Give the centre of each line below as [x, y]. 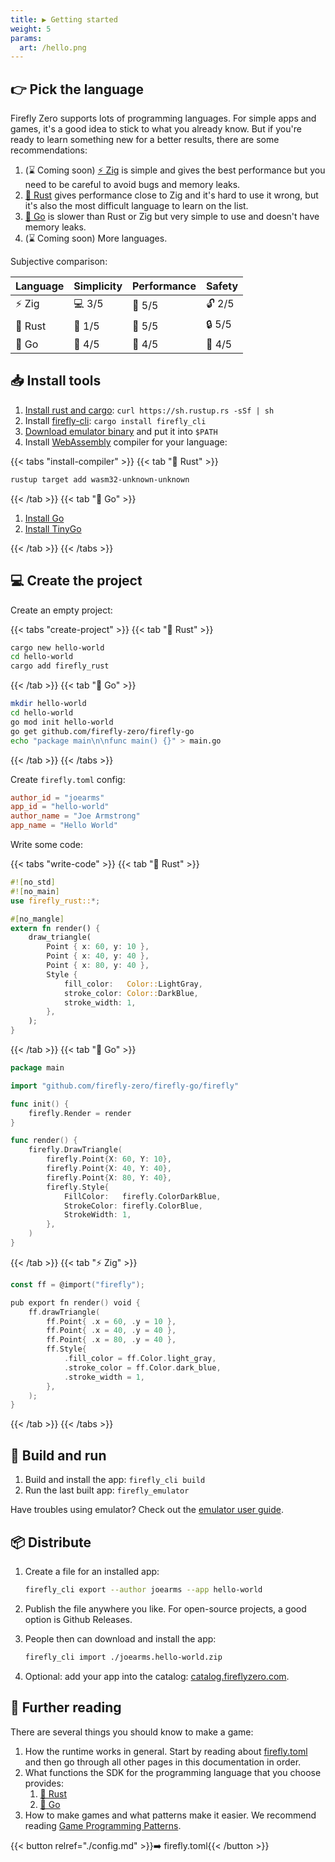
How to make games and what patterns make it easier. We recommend [170, 1815]
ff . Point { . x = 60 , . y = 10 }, [111, 1321]
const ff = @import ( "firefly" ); [77, 1284]
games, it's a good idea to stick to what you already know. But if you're [156, 129]
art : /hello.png [53, 47]
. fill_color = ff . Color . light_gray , [140, 1359]
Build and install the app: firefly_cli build [115, 1480]
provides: [44, 1783]
